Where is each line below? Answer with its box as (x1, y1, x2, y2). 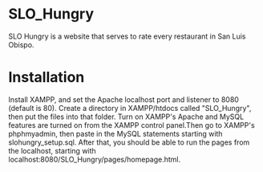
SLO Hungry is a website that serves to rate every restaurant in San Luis (8, 31, 246, 41)
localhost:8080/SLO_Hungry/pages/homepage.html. (8, 154, 181, 164)
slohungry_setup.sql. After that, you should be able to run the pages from (8, 137, 250, 147)
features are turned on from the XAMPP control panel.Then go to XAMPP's (8, 120, 255, 129)
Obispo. (8, 39, 34, 49)
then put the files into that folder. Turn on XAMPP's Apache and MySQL (8, 112, 245, 121)
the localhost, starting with (8, 145, 96, 155)
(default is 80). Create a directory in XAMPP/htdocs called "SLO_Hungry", (8, 103, 252, 113)
